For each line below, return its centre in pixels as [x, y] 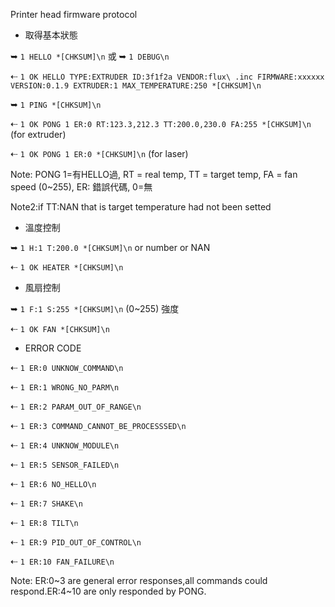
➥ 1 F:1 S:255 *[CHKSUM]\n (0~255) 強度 [95, 308]
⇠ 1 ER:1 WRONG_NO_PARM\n [65, 387]
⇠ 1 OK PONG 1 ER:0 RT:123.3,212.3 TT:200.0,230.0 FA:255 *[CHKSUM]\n [161, 123]
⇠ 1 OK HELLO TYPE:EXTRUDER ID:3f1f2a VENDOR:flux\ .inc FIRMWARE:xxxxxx [167, 76]
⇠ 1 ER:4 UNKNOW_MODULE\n [65, 445]
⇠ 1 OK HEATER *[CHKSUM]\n [67, 267]
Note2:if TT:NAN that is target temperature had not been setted [141, 207]
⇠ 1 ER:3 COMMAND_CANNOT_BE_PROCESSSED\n [98, 425]
